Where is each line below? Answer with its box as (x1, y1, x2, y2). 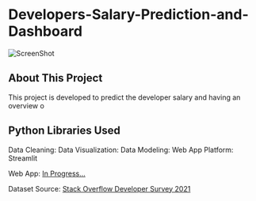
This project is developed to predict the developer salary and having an (8, 93, 241, 102)
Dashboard (8, 22, 83, 40)
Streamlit (8, 153, 38, 163)
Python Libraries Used (8, 124, 121, 138)
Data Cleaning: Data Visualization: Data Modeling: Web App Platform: (8, 145, 234, 154)
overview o (8, 100, 45, 110)
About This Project (8, 71, 103, 85)
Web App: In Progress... (8, 169, 86, 178)
